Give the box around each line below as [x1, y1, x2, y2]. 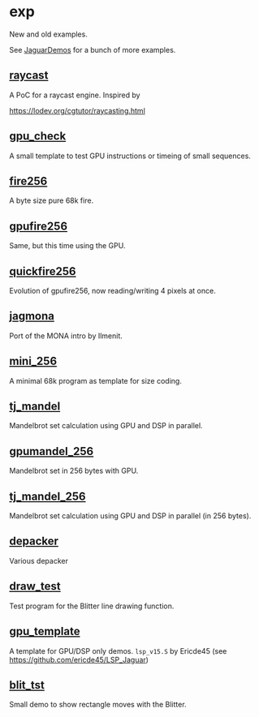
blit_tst [9, 678, 45, 692]
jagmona [9, 309, 55, 323]
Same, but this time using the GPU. [9, 241, 126, 251]
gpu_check [9, 129, 67, 144]
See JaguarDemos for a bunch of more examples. [9, 45, 176, 54]
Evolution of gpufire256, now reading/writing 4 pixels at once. [9, 286, 216, 295]
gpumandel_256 [9, 444, 94, 458]
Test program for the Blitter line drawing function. [9, 601, 175, 611]
